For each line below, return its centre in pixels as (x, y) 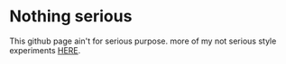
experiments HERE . (45, 50)
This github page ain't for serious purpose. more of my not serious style (143, 41)
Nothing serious (71, 16)
